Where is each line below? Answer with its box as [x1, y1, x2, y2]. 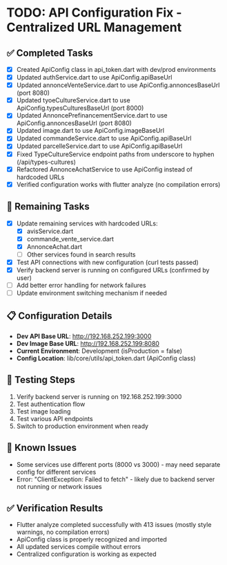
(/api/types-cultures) [16, 158, 77, 166]
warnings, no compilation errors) [16, 528, 110, 537]
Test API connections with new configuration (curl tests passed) [16, 258, 199, 266]
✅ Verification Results [6, 502, 103, 514]
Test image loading [16, 407, 71, 416]
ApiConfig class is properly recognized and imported [16, 535, 167, 544]
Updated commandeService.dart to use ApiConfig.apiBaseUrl [16, 134, 192, 142]
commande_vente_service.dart [26, 234, 115, 243]
